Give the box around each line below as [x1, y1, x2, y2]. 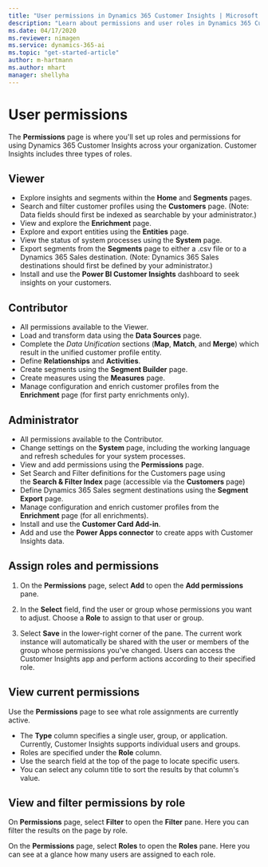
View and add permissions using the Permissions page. [19, 460, 205, 469]
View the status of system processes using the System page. [19, 236, 223, 245]
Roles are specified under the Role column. [19, 747, 162, 757]
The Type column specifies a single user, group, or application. [19, 730, 228, 740]
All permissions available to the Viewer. [19, 323, 149, 332]
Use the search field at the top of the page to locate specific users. [19, 756, 241, 766]
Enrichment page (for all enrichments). [19, 511, 149, 520]
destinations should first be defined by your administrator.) [19, 261, 213, 271]
